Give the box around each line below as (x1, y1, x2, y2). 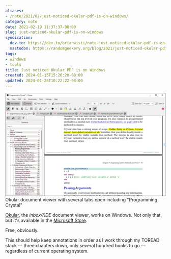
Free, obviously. (5, 227, 39, 233)
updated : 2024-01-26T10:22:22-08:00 (5, 78, 83, 84)
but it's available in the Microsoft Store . (5, 217, 88, 223)
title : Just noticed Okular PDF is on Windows (5, 67, 106, 72)
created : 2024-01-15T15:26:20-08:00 (5, 73, 83, 78)
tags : (5, 51, 17, 56)
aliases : (5, 8, 24, 13)
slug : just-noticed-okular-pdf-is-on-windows (5, 30, 103, 35)
